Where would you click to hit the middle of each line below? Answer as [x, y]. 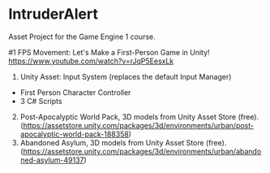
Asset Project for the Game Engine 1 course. [82, 37]
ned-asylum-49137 [52, 160]
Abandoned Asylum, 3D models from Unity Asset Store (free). [123, 142]
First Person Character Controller [75, 92]
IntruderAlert [54, 14]
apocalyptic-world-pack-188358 [75, 134]
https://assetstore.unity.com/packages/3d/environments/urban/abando [142, 151]
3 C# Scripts [41, 101]
